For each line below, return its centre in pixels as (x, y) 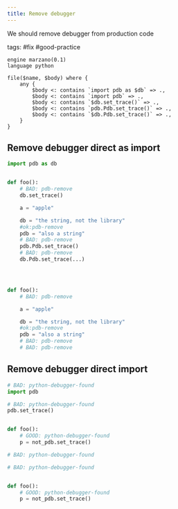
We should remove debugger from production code (81, 33)
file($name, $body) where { (48, 78)
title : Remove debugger (42, 14)
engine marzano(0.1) (37, 60)
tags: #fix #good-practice (44, 47)
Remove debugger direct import (78, 369)
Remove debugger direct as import (84, 148)
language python (30, 66)
